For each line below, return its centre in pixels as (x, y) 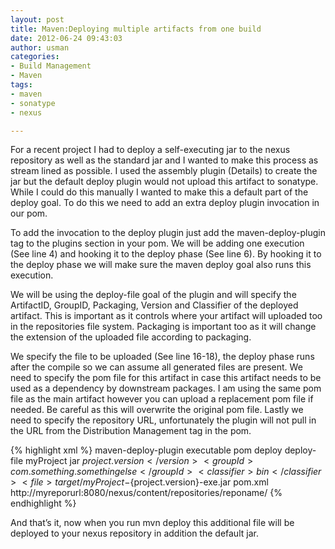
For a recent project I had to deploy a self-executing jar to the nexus (150, 150)
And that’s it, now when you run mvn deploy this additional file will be (152, 523)
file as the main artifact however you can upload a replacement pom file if (162, 399)
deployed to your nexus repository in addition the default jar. (134, 533)
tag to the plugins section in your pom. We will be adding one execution (157, 243)
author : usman (40, 47)
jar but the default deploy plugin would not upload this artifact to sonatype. (164, 182)
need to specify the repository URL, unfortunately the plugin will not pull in (163, 420)
